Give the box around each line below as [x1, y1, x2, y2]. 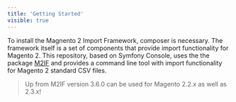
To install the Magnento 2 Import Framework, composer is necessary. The [7, 36, 223, 44]
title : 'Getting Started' [7, 10, 84, 18]
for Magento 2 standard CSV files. [7, 66, 107, 75]
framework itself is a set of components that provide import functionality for [7, 44, 229, 52]
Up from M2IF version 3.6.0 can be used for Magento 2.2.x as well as [24, 79, 227, 88]
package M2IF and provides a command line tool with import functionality [7, 58, 223, 67]
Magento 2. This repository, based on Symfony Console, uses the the [7, 51, 210, 60]
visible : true [7, 17, 50, 24]
